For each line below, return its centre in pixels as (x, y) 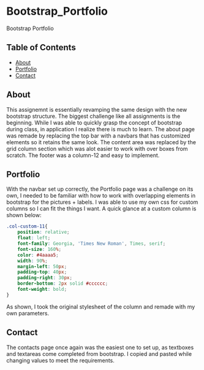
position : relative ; (43, 232)
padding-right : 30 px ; (45, 278)
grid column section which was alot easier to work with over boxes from (97, 148)
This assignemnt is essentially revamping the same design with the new (97, 109)
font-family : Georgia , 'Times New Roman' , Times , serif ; (92, 244)
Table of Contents (41, 48)
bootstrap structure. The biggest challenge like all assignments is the (93, 116)
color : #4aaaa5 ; (38, 255)
